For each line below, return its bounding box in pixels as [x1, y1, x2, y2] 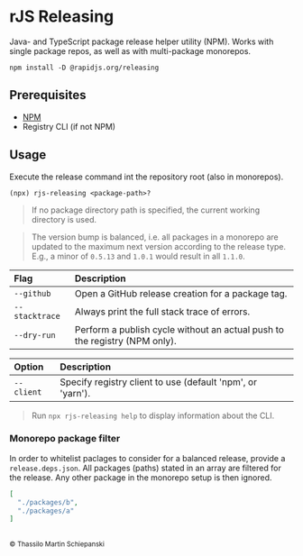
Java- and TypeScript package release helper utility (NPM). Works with [9, 36, 274, 47]
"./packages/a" [17, 506, 75, 515]
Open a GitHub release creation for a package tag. [75, 287, 288, 299]
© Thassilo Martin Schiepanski [9, 539, 106, 549]
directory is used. [31, 214, 97, 224]
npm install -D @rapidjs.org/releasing [9, 63, 160, 72]
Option [14, 360, 44, 373]
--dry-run [14, 330, 56, 340]
